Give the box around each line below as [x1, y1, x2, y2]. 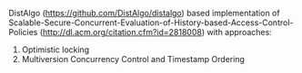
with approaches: [206, 27, 272, 37]
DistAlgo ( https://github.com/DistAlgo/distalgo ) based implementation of [8, 8, 280, 18]
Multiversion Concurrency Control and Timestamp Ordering [21, 54, 245, 64]
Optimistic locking [21, 44, 90, 55]
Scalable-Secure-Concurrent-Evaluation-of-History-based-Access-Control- [8, 17, 294, 28]
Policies [8, 27, 38, 37]
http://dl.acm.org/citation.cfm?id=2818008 [43, 27, 202, 37]
